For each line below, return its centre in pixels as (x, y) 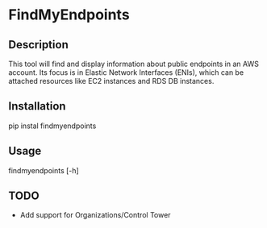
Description (38, 45)
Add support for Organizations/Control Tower (95, 215)
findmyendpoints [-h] (44, 170)
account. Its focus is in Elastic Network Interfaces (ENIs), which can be (126, 73)
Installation (37, 106)
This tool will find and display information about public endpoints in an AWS (134, 64)
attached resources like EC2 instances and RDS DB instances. (111, 81)
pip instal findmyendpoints (52, 126)
